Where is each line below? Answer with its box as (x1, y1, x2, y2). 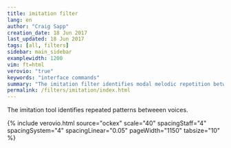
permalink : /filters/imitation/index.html (7, 87, 131, 94)
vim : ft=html (7, 61, 45, 68)
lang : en (7, 17, 32, 23)
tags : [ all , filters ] (7, 42, 69, 49)
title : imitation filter (7, 10, 78, 17)
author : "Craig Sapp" (7, 23, 69, 30)
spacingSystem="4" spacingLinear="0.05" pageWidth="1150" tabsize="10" (7, 127, 221, 135)
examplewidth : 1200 (7, 55, 63, 62)
